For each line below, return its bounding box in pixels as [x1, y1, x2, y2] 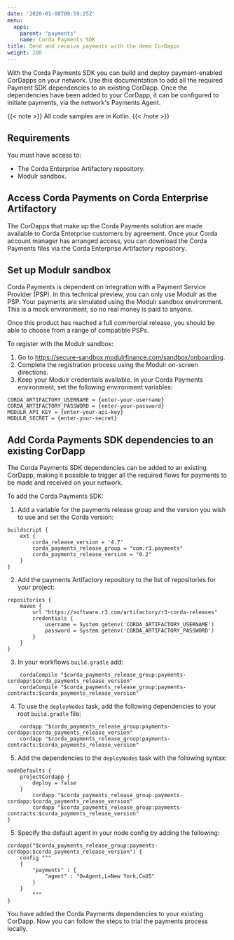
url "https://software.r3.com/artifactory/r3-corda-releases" [32, 609, 218, 616]
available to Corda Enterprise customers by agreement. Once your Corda [7, 229, 218, 237]
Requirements [7, 132, 70, 144]
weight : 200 [7, 50, 42, 57]
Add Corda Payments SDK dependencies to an [7, 434, 214, 445]
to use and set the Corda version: [17, 513, 114, 522]
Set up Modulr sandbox [7, 264, 111, 276]
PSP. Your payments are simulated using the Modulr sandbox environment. [7, 298, 223, 306]
